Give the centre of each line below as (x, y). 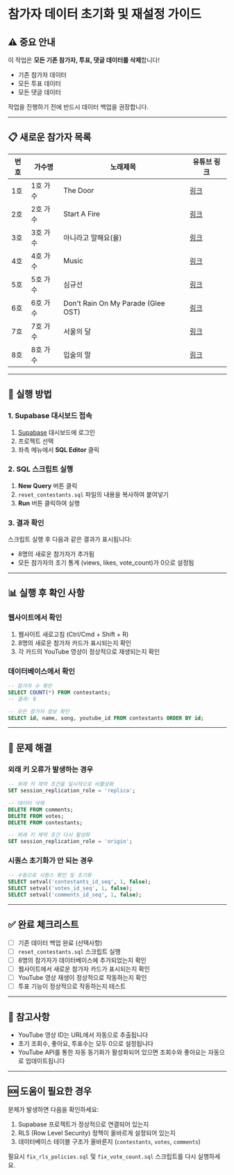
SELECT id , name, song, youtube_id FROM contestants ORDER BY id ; (106, 718)
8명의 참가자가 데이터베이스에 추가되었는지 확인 (82, 960)
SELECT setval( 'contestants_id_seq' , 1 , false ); (80, 882)
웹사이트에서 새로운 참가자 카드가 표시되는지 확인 (84, 969)
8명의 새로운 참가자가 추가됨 (56, 554)
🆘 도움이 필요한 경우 (50, 1091)
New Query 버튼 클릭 (48, 485)
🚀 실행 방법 (30, 394)
